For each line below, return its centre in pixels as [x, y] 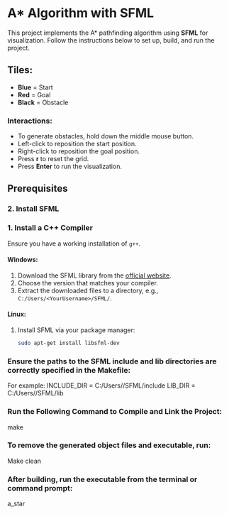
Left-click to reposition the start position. [77, 144]
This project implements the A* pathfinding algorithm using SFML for [108, 33]
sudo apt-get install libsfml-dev [68, 343]
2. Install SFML [33, 209]
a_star [16, 504]
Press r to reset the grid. [53, 159]
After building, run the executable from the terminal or [102, 479]
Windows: [23, 260]
